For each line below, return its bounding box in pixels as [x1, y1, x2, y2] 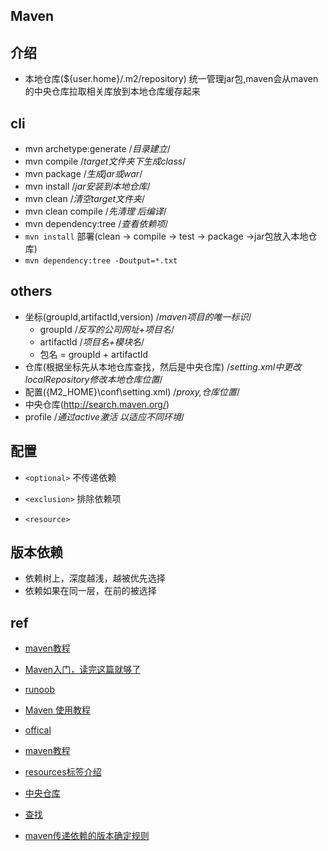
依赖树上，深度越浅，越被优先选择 [24, 572, 166, 584]
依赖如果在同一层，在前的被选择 [24, 585, 157, 597]
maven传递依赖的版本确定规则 [24, 830, 150, 842]
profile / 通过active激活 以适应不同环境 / [24, 410, 185, 423]
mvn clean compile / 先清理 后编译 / [24, 205, 167, 218]
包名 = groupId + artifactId [39, 348, 149, 360]
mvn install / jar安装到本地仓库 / [24, 180, 151, 193]
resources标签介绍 [24, 766, 102, 778]
